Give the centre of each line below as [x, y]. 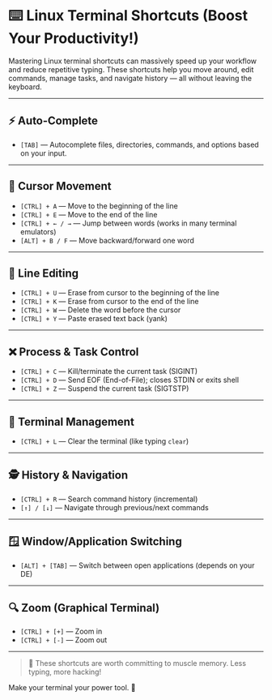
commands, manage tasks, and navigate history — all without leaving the [130, 78]
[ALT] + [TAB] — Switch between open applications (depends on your [137, 565]
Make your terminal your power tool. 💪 [72, 688]
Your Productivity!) [74, 39]
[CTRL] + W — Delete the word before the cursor [100, 310]
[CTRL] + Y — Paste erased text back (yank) [94, 319]
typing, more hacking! [65, 672]
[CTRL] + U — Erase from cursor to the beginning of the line [120, 293]
